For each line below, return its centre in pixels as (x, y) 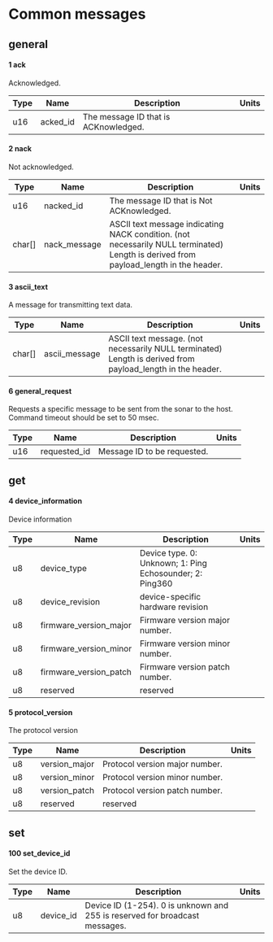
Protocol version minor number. (163, 778)
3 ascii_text (28, 286)
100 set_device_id (39, 853)
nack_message (73, 244)
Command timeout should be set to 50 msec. (84, 418)
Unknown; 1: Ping (173, 563)
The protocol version (43, 730)
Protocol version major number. (163, 764)
